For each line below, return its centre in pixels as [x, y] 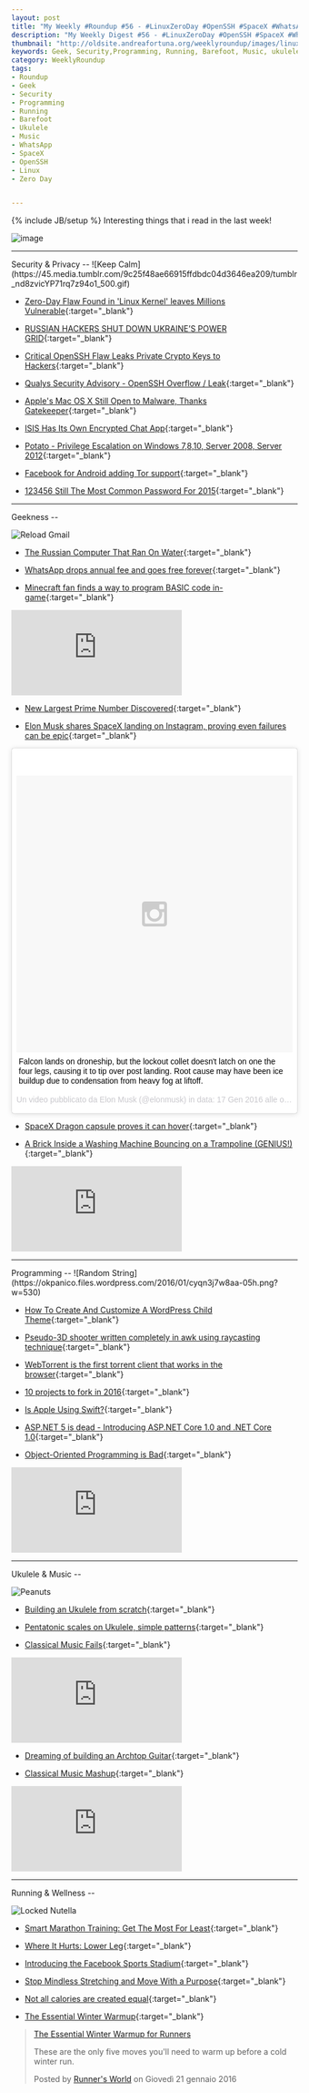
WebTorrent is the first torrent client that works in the [123, 1365]
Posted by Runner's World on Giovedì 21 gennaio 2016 [135, 2079]
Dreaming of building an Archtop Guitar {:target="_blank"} [132, 1756]
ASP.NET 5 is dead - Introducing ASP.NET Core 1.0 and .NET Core [148, 1427]
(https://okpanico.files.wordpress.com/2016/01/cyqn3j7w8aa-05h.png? [145, 1283]
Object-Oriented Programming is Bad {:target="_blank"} [128, 1455]
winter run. [54, 2062]
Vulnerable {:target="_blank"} [79, 311]
